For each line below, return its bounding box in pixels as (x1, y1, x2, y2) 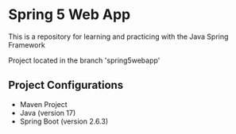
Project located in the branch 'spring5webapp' (8, 56, 161, 65)
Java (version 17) (19, 108, 76, 117)
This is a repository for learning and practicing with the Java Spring (8, 32, 229, 41)
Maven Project (19, 99, 68, 109)
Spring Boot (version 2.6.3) (19, 117, 109, 126)
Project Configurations (8, 78, 124, 92)
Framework (8, 40, 45, 49)
